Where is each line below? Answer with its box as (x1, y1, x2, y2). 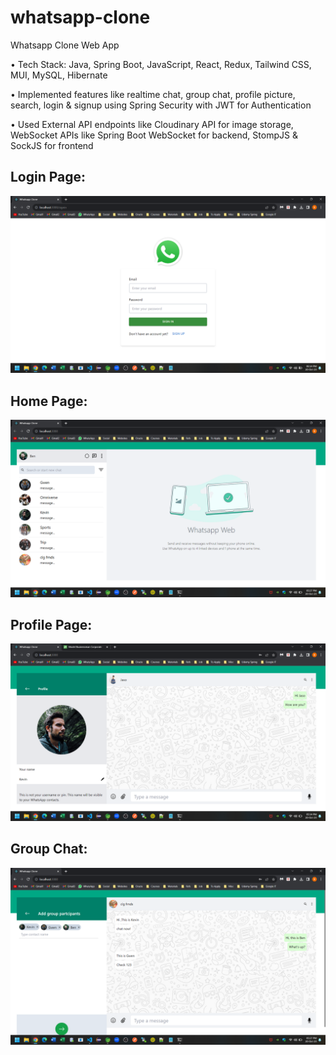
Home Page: (10, 392, 88, 410)
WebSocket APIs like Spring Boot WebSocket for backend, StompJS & (10, 129, 298, 141)
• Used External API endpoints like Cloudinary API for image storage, (10, 118, 294, 130)
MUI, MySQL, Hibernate (10, 69, 108, 81)
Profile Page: (10, 616, 93, 633)
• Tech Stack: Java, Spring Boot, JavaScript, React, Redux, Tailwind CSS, (10, 58, 312, 70)
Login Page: (10, 169, 87, 186)
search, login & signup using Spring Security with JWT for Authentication (10, 99, 312, 111)
